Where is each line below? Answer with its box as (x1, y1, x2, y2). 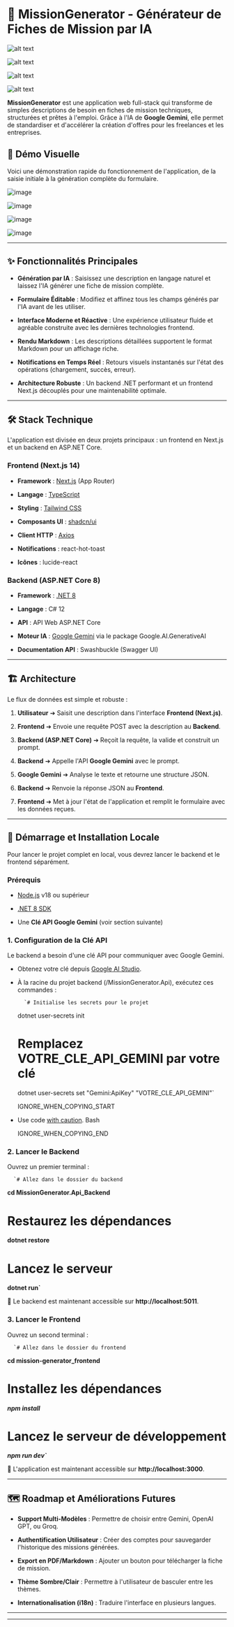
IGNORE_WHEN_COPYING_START (17, 1102, 116, 1111)
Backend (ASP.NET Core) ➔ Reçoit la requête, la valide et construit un (17, 735, 219, 744)
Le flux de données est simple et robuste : (7, 695, 128, 703)
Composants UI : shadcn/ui (17, 517, 97, 526)
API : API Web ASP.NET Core (17, 618, 101, 626)
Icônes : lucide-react (17, 558, 78, 566)
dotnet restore (7, 1236, 50, 1245)
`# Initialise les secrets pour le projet (24, 999, 149, 1006)
